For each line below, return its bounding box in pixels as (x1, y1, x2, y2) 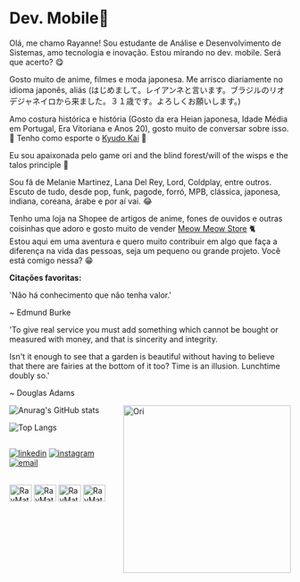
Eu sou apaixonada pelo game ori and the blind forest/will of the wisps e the (9, 149, 288, 160)
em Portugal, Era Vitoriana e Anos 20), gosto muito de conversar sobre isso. (9, 122, 289, 133)
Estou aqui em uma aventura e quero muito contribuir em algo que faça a (9, 236, 278, 247)
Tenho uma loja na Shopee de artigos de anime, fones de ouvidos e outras (9, 213, 283, 224)
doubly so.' (9, 370, 50, 381)
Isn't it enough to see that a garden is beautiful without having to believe (9, 350, 275, 361)
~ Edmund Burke (9, 307, 71, 317)
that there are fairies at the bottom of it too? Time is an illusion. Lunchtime (9, 360, 281, 371)
